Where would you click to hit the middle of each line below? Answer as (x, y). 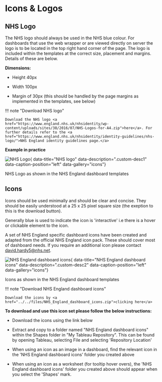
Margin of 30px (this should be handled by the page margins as (75, 96)
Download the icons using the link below (52, 320)
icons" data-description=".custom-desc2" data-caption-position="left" (76, 265)
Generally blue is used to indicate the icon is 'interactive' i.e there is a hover (80, 220)
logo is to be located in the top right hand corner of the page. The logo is (77, 48)
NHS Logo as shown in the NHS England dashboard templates (67, 174)
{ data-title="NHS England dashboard (108, 259)
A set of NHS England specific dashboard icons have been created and (76, 235)
